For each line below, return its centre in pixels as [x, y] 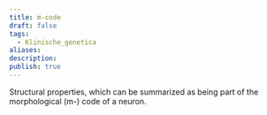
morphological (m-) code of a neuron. [78, 101]
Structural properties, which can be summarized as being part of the [134, 92]
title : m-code [35, 17]
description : [33, 58]
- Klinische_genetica [57, 42]
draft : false [33, 26]
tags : [19, 34]
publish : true [35, 67]
